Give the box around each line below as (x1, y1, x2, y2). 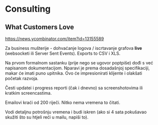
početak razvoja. (5, 76, 39, 81)
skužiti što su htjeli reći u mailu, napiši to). (5, 114, 88, 120)
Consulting (5, 3, 51, 15)
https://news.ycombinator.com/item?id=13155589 (5, 36, 104, 42)
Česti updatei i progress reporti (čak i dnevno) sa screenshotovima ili (5, 85, 143, 91)
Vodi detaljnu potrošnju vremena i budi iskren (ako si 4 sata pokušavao (5, 109, 147, 115)
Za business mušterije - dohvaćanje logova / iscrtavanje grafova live (5, 45, 142, 51)
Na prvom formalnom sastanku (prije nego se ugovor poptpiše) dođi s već (5, 60, 153, 65)
